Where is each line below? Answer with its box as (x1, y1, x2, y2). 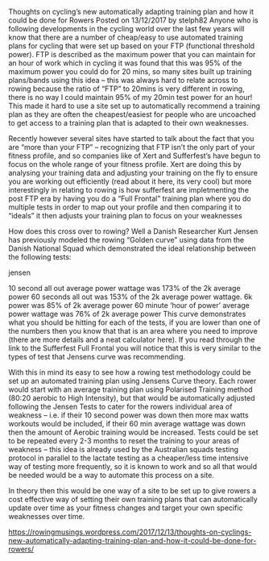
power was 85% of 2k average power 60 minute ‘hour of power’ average (8, 301, 250, 310)
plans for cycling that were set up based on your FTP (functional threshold (8, 41, 255, 51)
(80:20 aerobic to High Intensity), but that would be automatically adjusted (8, 393, 255, 402)
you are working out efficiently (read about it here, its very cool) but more (8, 177, 252, 186)
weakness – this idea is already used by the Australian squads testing (8, 445, 239, 454)
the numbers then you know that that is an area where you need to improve (8, 326, 258, 335)
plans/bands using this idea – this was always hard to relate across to (8, 76, 238, 85)
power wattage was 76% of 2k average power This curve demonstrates (8, 310, 246, 318)
